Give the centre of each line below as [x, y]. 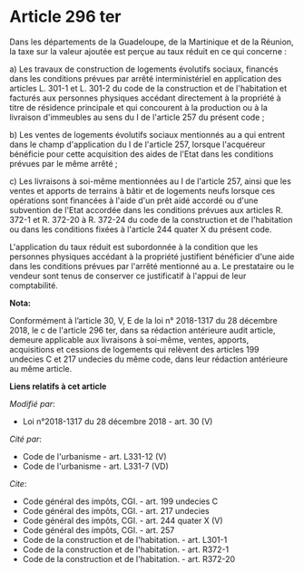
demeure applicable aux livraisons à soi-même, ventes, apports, [129, 339]
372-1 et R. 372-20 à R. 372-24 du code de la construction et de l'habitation [151, 219]
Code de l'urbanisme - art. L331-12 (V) [94, 456]
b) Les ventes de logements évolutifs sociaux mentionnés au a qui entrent [147, 134]
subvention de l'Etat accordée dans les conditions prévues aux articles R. [146, 209]
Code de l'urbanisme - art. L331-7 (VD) [96, 466]
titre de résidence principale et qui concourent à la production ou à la [138, 107]
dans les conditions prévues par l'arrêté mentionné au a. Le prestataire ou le [152, 266]
